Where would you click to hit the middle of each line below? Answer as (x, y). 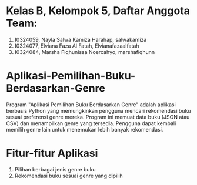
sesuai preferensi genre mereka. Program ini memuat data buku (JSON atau (98, 117)
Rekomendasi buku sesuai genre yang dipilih (69, 176)
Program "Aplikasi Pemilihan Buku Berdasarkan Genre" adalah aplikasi (91, 105)
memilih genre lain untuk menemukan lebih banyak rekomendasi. (85, 129)
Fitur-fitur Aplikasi (52, 153)
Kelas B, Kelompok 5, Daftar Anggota (98, 11)
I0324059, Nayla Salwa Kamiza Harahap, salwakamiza (81, 39)
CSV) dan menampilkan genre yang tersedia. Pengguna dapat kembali (91, 123)
